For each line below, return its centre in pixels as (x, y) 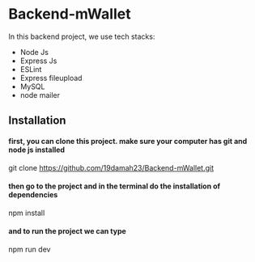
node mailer (40, 95)
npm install (27, 213)
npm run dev (30, 249)
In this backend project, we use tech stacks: (82, 36)
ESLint (31, 69)
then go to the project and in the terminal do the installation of (115, 186)
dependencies (33, 195)
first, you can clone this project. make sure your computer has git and (128, 141)
